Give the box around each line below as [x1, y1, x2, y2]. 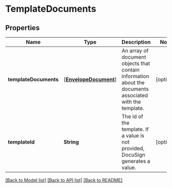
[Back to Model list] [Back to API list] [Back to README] [5, 177, 123, 183]
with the [121, 98, 141, 105]
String [63, 138, 79, 146]
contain [121, 66, 140, 73]
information [121, 73, 149, 80]
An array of [121, 47, 149, 54]
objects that [121, 60, 150, 67]
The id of [121, 113, 143, 120]
